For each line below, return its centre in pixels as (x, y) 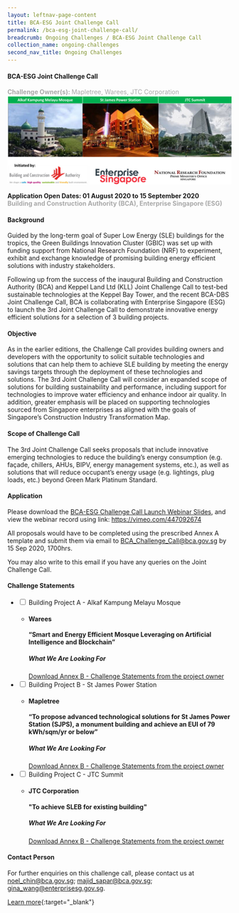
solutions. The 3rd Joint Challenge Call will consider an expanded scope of (117, 380)
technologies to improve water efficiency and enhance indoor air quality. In (117, 395)
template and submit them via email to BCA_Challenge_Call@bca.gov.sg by (117, 540)
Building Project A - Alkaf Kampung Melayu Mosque (105, 603)
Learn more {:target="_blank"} (51, 902)
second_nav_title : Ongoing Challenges (65, 53)
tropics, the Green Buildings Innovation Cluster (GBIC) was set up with (110, 243)
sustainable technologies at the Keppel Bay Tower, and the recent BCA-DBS (118, 294)
